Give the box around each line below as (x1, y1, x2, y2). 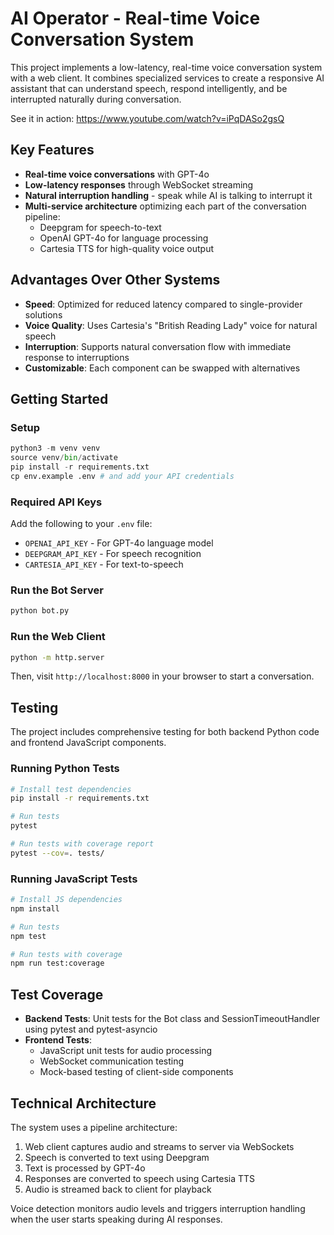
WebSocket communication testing (39, 1055, 185, 1067)
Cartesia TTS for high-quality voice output (39, 242, 215, 254)
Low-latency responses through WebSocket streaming (24, 178, 254, 191)
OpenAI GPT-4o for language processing (39, 232, 209, 244)
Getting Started (10, 390, 109, 407)
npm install (10, 903, 60, 914)
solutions (24, 308, 63, 321)
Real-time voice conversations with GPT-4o (24, 168, 210, 180)
